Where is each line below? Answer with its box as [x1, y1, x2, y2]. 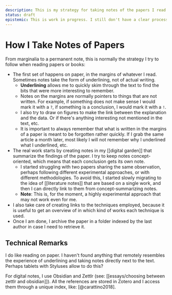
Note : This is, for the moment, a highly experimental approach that [20, 191, 161, 197]
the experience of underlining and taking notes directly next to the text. [5, 258, 155, 264]
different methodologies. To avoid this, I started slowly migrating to [20, 175, 162, 181]
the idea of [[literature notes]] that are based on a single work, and [20, 180, 161, 186]
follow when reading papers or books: [5, 61, 85, 68]
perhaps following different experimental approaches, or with [20, 170, 150, 176]
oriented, [12, 158, 32, 164]
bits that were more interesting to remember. [20, 88, 115, 94]
